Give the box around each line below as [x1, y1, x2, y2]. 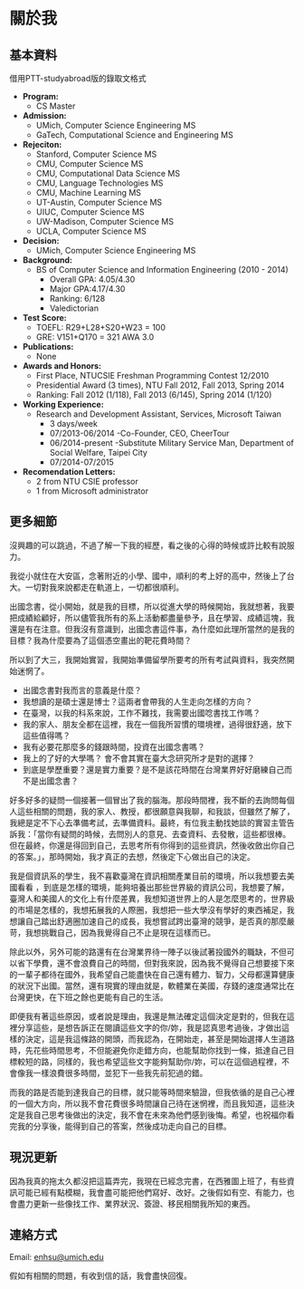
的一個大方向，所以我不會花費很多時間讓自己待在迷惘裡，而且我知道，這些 [9, 1098, 287, 1109]
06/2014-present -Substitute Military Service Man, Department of [49, 438, 294, 448]
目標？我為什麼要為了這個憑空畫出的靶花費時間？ [9, 635, 192, 646]
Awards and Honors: [22, 361, 102, 371]
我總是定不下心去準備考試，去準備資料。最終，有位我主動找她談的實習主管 [9, 817, 287, 828]
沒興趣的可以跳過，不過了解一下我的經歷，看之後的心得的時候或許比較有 [9, 540, 279, 551]
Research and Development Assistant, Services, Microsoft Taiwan [35, 409, 282, 419]
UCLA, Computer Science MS [35, 226, 147, 236]
